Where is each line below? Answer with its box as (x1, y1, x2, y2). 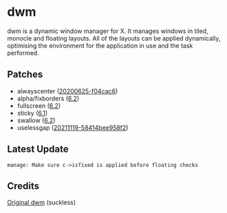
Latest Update (7, 144, 69, 155)
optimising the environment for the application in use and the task (7, 41, 193, 49)
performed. (7, 49, 39, 57)
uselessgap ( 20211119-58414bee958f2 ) (17, 123, 129, 131)
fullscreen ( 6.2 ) (17, 101, 61, 110)
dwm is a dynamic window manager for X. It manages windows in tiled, (7, 27, 208, 35)
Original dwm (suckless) (7, 199, 76, 207)
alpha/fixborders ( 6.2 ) (17, 94, 80, 102)
